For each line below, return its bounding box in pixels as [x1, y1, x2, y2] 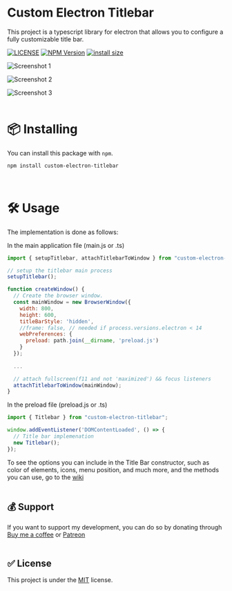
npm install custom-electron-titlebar [7, 162, 119, 169]
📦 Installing [7, 122, 78, 137]
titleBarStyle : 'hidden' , [19, 318, 95, 325]
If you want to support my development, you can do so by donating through [7, 523, 222, 531]
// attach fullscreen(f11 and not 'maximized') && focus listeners [13, 375, 212, 382]
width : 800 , [19, 305, 54, 312]
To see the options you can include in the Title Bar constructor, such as [7, 458, 210, 467]
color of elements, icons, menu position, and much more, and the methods [7, 465, 220, 474]
